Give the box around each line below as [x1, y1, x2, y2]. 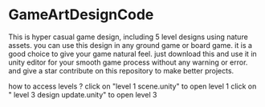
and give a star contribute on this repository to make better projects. [8, 65, 234, 75]
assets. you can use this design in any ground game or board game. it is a [8, 40, 253, 50]
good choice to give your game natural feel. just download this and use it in [8, 49, 257, 58]
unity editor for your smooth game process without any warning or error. [8, 57, 248, 67]
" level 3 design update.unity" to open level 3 [8, 89, 157, 99]
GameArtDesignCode [8, 6, 154, 24]
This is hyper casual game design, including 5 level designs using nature [8, 32, 249, 42]
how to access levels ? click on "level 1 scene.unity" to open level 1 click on [8, 81, 257, 91]
